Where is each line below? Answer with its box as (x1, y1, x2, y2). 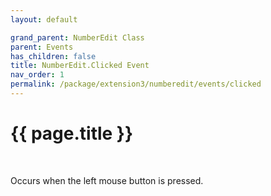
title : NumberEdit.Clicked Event (10, 61, 150, 71)
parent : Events (10, 42, 74, 52)
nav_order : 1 (10, 70, 65, 80)
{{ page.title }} (10, 122, 134, 145)
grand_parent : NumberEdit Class (10, 32, 145, 43)
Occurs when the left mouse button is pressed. (10, 174, 204, 186)
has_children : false (10, 51, 97, 61)
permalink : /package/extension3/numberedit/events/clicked (10, 79, 262, 90)
